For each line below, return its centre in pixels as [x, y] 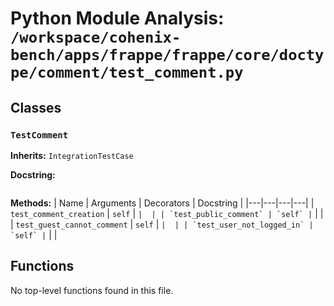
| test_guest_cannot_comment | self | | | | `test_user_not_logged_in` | [162, 224]
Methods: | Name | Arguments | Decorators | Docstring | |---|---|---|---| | [162, 203]
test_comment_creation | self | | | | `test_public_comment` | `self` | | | [167, 213]
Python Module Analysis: [117, 18]
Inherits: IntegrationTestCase [72, 155]
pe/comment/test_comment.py [127, 72]
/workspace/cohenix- [96, 37]
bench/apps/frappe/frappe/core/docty [167, 55]
